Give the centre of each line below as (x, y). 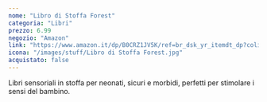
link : (17, 45)
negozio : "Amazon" (39, 38)
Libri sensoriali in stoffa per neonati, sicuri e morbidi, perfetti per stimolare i (131, 82)
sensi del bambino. (39, 91)
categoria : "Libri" (41, 23)
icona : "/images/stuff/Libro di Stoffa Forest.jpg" (95, 53)
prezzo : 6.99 (30, 30)
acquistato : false (39, 61)
